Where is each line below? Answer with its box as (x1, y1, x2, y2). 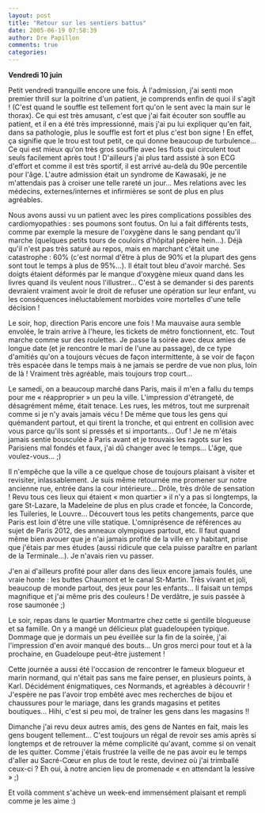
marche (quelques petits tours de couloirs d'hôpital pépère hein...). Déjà (8, 235, 243, 245)
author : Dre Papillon (8, 33, 80, 42)
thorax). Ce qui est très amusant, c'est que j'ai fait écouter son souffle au (8, 111, 246, 120)
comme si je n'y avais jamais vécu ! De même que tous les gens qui (8, 410, 228, 418)
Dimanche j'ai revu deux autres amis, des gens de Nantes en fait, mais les (8, 722, 249, 731)
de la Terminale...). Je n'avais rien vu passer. (8, 552, 154, 560)
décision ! (8, 303, 40, 312)
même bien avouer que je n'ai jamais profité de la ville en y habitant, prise (8, 534, 248, 544)
